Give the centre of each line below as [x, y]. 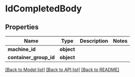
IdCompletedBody [44, 9]
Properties [22, 27]
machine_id [22, 49]
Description [94, 41]
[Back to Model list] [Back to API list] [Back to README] [62, 70]
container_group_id [31, 57]
